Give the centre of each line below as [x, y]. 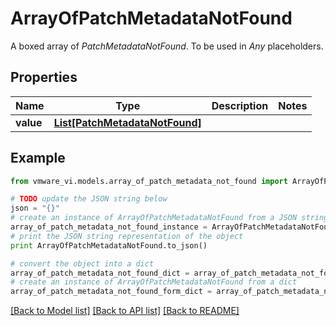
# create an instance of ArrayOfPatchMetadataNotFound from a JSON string [169, 218]
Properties [44, 77]
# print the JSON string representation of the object [127, 236]
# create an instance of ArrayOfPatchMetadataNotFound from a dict [154, 282]
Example [38, 158]
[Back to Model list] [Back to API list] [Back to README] [125, 311]
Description [240, 105]
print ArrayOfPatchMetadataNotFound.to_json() [109, 245]
